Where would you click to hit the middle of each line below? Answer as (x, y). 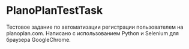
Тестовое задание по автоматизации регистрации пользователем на (95, 27)
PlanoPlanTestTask (55, 10)
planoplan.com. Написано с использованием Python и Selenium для (92, 33)
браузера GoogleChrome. (38, 39)
